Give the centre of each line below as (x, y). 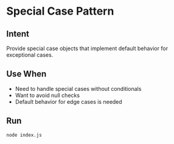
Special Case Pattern (60, 11)
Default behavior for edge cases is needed (69, 101)
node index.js (24, 135)
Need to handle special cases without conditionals (78, 88)
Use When (26, 74)
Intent (18, 34)
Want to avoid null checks (47, 95)
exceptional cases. (30, 55)
